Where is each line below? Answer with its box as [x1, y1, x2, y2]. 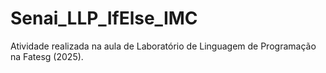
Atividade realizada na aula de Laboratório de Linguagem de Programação [10, 40, 317, 52]
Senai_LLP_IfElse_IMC [10, 7, 198, 30]
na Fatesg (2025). [10, 50, 84, 62]
